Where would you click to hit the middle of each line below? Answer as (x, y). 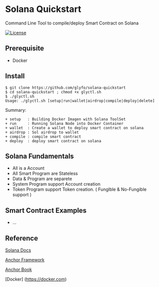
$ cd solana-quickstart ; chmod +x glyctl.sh (53, 92)
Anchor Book (19, 270)
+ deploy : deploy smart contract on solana (53, 141)
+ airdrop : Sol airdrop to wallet (42, 132)
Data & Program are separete (42, 179)
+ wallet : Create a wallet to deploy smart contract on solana (74, 128)
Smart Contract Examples (46, 210)
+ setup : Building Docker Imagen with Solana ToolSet (66, 119)
